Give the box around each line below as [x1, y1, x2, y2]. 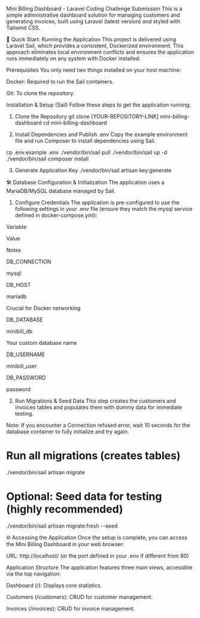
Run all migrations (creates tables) [6, 449, 181, 463]
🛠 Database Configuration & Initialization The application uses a [6, 179, 165, 186]
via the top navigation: [6, 570, 61, 577]
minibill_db [6, 328, 33, 335]
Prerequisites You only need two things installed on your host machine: [6, 66, 181, 74]
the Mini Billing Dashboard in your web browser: [6, 540, 125, 547]
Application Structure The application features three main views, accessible [6, 564, 193, 571]
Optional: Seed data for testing [6, 490, 162, 504]
